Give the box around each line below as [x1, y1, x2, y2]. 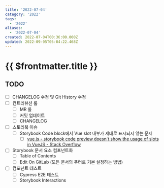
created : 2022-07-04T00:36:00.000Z [5, 35, 78, 40]
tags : [5, 16, 16, 21]
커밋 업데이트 [19, 112, 45, 118]
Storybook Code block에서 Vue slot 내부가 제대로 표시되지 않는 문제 [19, 130, 153, 136]
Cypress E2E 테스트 [19, 171, 59, 178]
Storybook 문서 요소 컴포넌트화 [12, 148, 73, 153]
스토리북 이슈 [12, 124, 38, 130]
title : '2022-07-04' [5, 7, 48, 12]
